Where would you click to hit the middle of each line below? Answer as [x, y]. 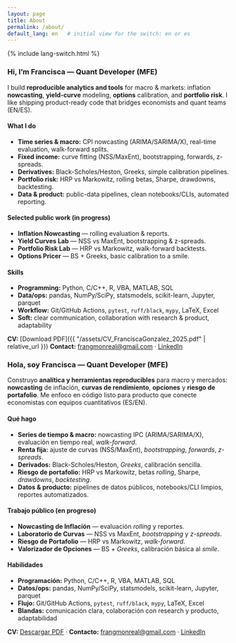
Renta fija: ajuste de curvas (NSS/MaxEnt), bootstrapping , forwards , [117, 450]
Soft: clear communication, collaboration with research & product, [113, 318]
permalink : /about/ [36, 27]
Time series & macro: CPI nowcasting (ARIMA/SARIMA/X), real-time [117, 141]
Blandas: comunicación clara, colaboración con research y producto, [118, 611]
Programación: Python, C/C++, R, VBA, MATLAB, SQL [96, 581]
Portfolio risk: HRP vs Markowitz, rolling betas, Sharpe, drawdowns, [117, 179]
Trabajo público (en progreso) [52, 511]
